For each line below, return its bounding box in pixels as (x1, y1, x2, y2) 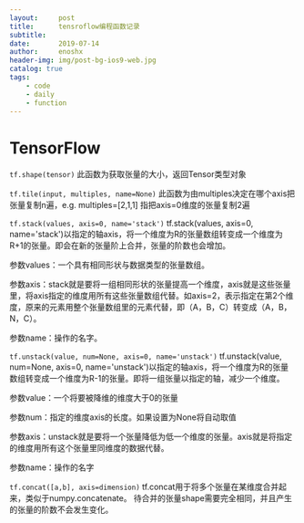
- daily (25, 89, 55, 99)
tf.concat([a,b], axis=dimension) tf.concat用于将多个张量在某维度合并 (9, 481, 279, 493)
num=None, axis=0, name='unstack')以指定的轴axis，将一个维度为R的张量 (9, 361, 289, 372)
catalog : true (9, 65, 64, 74)
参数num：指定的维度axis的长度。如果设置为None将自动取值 (9, 412, 237, 423)
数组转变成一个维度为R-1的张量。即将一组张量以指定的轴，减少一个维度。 (9, 373, 285, 384)
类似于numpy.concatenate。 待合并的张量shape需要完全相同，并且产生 (25, 493, 293, 504)
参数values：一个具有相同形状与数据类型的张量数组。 (9, 259, 209, 270)
